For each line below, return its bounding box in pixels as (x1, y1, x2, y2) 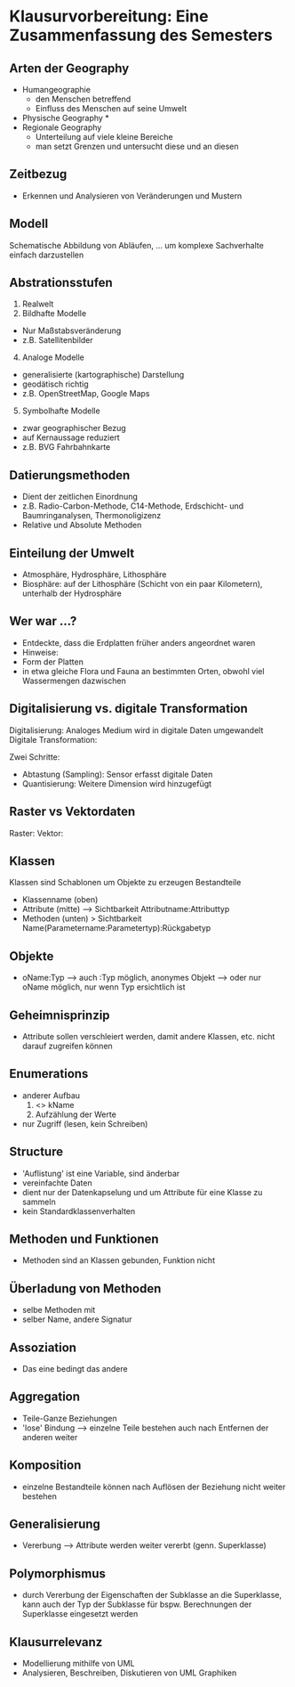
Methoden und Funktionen (9, 1231, 159, 1246)
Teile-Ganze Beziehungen (21, 1413, 117, 1423)
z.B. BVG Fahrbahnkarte (21, 442, 111, 452)
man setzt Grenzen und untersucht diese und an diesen (35, 141, 239, 151)
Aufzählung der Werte (35, 1109, 117, 1120)
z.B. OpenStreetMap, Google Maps (21, 388, 150, 399)
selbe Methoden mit (21, 1305, 96, 1316)
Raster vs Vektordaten (9, 804, 136, 819)
